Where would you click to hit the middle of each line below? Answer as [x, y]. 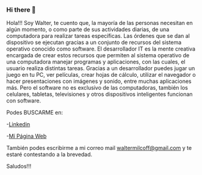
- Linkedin [18, 124]
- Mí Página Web [27, 136]
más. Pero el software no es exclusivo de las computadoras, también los [97, 88]
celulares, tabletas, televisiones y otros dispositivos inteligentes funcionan [100, 95]
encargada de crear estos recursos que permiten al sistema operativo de [98, 55]
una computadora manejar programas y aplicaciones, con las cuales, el [96, 62]
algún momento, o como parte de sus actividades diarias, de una [88, 29]
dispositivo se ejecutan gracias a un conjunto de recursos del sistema [94, 43]
